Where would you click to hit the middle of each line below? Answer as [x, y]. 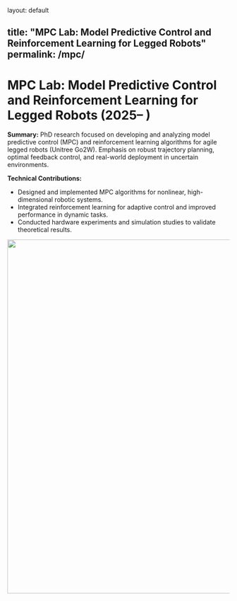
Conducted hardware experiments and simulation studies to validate [117, 222]
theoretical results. [45, 230]
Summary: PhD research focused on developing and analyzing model [109, 134]
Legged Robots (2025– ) [79, 115]
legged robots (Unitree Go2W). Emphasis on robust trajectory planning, [111, 150]
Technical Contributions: [45, 178]
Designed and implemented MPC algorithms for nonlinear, [102, 192]
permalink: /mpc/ [46, 55]
